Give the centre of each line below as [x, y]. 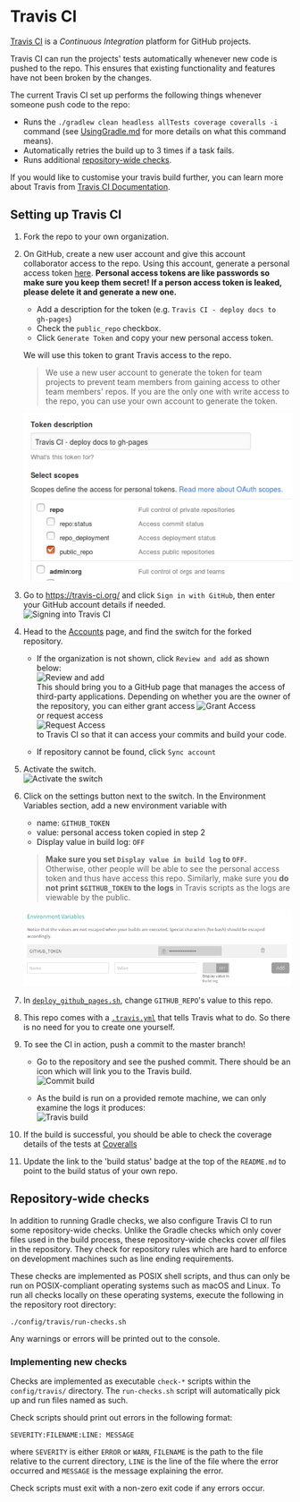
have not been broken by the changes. [81, 77]
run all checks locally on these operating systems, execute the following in [147, 1294]
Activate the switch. [59, 769]
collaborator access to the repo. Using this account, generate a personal [156, 263]
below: [49, 668]
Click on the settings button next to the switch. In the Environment [144, 796]
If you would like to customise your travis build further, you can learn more [147, 177]
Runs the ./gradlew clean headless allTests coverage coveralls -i [150, 122]
